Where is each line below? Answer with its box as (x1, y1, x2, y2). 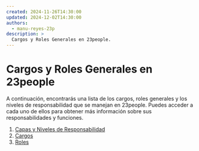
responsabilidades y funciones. (6, 114, 84, 121)
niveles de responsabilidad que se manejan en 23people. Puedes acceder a (6, 101, 194, 108)
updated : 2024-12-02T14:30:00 (6, 14, 82, 20)
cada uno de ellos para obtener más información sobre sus (6, 107, 152, 114)
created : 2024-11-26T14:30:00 (6, 8, 82, 15)
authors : (6, 20, 28, 26)
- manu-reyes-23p (11, 25, 55, 32)
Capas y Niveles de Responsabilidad (14, 125, 105, 132)
